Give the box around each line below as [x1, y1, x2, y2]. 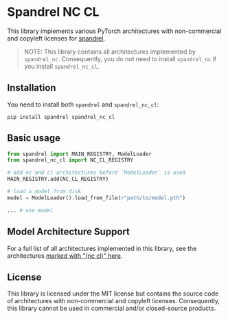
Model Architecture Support [7, 226, 130, 238]
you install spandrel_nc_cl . [23, 62, 100, 70]
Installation [7, 82, 56, 93]
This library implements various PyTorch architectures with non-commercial [7, 27, 222, 35]
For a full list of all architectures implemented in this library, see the [7, 244, 197, 252]
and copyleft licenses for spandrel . [7, 34, 105, 42]
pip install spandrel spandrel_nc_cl [7, 113, 115, 120]
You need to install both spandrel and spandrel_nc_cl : [7, 100, 159, 109]
